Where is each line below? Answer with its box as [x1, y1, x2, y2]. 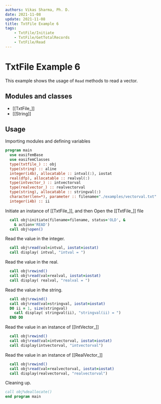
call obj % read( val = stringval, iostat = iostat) [9, 301, 106, 306]
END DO [9, 315, 23, 320]
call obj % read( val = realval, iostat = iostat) [9, 273, 101, 278]
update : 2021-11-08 [5, 16, 46, 21]
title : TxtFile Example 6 [5, 21, 59, 26]
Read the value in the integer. [5, 236, 65, 242]
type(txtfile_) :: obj [9, 161, 57, 167]
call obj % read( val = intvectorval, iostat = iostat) [9, 338, 112, 344]
